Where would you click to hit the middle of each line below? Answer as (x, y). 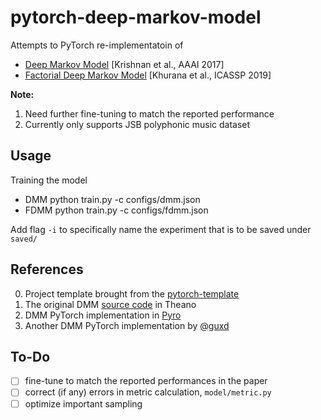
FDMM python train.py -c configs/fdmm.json (116, 210)
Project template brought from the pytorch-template (132, 293)
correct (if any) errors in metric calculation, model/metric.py (148, 392)
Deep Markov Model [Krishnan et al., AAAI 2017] (124, 64)
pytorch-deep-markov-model (136, 17)
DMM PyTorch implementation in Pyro (103, 315)
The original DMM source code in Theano (110, 304)
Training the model (49, 180)
